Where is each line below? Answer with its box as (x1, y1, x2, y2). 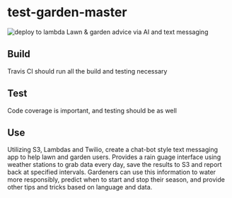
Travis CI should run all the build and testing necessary (7, 66, 168, 75)
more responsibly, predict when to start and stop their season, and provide (7, 175, 225, 184)
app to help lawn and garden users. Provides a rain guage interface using (7, 153, 221, 161)
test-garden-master (7, 4, 127, 21)
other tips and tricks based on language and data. (7, 183, 153, 192)
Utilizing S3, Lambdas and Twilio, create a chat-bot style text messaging (7, 146, 218, 154)
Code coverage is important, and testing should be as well (7, 106, 177, 115)
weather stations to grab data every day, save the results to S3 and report (7, 161, 222, 169)
